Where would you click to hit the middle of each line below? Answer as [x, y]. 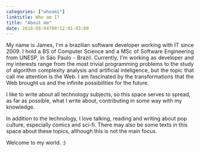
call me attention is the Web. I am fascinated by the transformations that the [100, 77]
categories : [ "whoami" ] [36, 12]
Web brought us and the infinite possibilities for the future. [78, 83]
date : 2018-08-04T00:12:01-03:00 [48, 28]
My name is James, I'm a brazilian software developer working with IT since [100, 45]
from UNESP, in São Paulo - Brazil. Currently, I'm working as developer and [100, 58]
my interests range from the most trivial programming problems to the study [100, 64]
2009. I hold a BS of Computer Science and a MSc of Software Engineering [100, 52]
